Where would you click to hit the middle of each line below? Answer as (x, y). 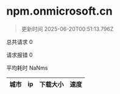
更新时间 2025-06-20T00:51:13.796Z (67, 29)
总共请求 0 (19, 42)
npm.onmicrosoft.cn (59, 11)
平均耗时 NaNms (27, 68)
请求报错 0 (19, 55)
